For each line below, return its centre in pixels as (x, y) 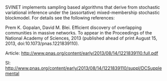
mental (12, 73)
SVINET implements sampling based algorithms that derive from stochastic (83, 7)
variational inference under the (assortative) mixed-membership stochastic (82, 12)
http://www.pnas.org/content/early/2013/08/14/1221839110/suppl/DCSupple (83, 68)
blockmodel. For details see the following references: (60, 18)
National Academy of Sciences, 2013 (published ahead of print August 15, (81, 38)
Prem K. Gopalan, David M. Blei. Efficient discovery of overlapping (73, 27)
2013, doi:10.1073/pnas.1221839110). (42, 43)
